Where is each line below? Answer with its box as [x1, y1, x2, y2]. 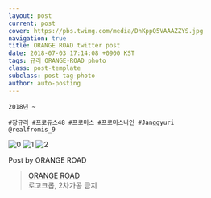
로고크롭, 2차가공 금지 [27, 180, 98, 190]
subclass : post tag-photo [8, 72, 95, 80]
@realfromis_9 [8, 126, 56, 134]
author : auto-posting [8, 79, 81, 87]
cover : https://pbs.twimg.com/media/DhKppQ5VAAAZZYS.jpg [8, 27, 204, 35]
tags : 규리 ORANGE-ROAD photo [8, 57, 106, 65]
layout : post [8, 11, 52, 20]
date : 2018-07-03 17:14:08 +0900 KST [8, 49, 135, 57]
